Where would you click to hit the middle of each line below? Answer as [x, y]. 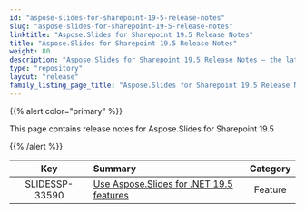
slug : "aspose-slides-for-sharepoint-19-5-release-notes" [121, 26]
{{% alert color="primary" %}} [66, 111]
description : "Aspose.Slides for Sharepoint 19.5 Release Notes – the [146, 60]
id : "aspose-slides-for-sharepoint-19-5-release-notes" [117, 18]
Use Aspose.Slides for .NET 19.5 [163, 184]
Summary [115, 169]
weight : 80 [30, 52]
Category [270, 169]
